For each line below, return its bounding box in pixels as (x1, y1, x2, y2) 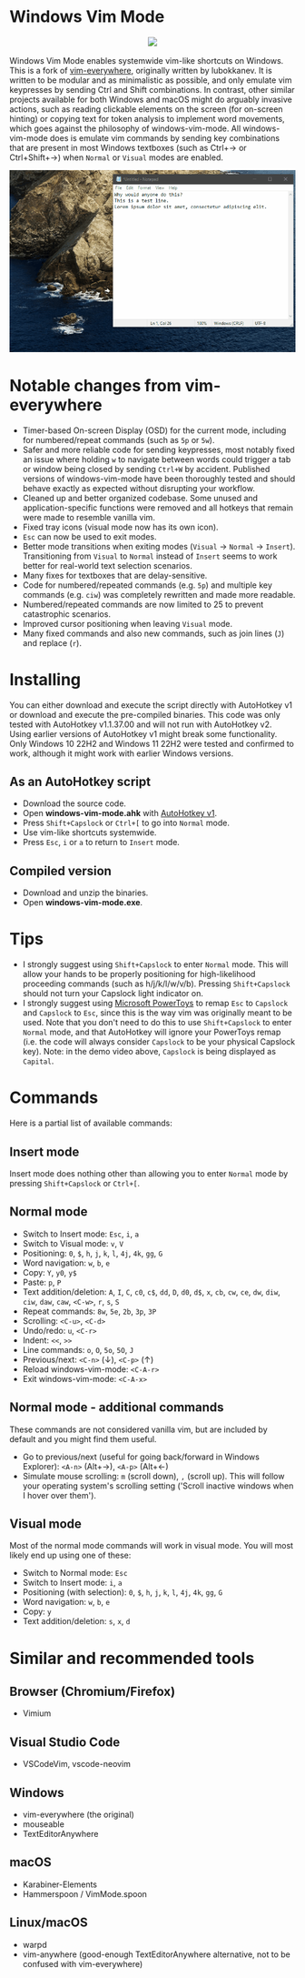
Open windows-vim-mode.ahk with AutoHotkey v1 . (22, 808, 218, 819)
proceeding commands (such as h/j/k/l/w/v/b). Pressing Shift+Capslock (22, 978, 290, 989)
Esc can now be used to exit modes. (22, 530, 157, 542)
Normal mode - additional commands (9, 1399, 224, 1416)
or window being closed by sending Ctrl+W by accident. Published (22, 463, 271, 474)
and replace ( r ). (22, 637, 82, 648)
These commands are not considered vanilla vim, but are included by (9, 1424, 268, 1435)
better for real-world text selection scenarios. (22, 560, 193, 570)
